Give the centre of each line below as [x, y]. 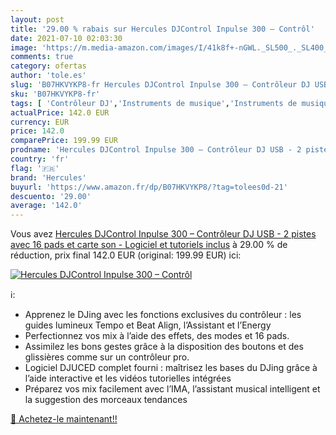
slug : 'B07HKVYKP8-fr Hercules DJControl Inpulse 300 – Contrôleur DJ [160, 85]
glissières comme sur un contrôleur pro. [107, 357]
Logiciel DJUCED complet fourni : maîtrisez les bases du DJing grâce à [171, 368]
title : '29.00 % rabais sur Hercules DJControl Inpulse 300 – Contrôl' [162, 29]
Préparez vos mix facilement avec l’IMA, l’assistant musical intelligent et [172, 389]
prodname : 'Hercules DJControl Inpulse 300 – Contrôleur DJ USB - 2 [156, 150]
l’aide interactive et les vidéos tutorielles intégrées [128, 378]
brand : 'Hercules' [48, 177]
